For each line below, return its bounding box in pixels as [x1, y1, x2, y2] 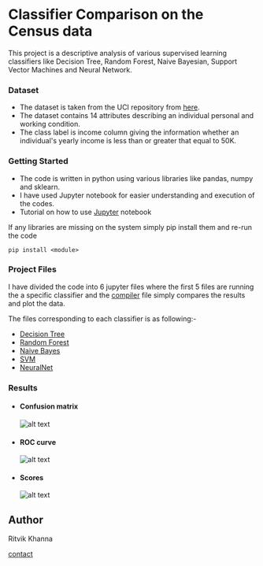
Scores [19, 472, 44, 482]
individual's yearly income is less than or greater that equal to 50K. [19, 136, 237, 146]
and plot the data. [8, 298, 65, 308]
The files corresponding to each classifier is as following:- [8, 313, 197, 324]
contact [8, 549, 33, 559]
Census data [8, 22, 93, 40]
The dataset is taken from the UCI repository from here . [19, 102, 200, 112]
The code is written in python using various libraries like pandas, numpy [19, 173, 254, 183]
